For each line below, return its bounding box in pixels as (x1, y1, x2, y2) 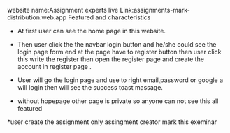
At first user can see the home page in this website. (17, 27, 166, 35)
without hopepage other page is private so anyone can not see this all (17, 97, 219, 105)
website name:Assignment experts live (7, 6, 119, 14)
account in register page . (17, 63, 92, 70)
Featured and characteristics (68, 13, 151, 22)
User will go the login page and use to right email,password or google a (17, 76, 224, 84)
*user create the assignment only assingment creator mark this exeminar (7, 118, 217, 126)
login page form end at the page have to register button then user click (17, 48, 222, 56)
